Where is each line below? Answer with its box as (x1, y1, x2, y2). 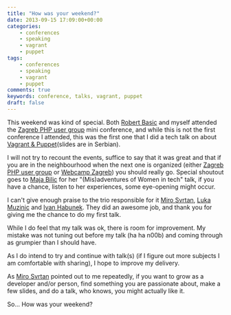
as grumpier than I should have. (7, 238, 97, 246)
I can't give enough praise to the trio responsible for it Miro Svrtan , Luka (7, 196, 211, 204)
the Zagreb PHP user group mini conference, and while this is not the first (7, 125, 215, 134)
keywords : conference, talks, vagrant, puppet (7, 93, 143, 100)
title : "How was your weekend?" (7, 10, 100, 17)
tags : (7, 55, 23, 62)
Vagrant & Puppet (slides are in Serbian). (7, 140, 121, 148)
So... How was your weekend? (7, 300, 93, 308)
